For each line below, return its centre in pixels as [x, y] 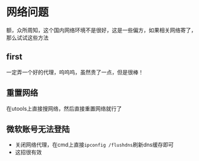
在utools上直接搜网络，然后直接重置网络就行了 [64, 108]
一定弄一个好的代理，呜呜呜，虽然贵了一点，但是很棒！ [75, 72]
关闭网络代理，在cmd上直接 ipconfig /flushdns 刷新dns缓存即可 [94, 145]
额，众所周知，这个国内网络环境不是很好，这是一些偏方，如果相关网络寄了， [101, 30]
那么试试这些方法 [27, 37]
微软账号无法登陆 [38, 129]
